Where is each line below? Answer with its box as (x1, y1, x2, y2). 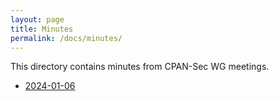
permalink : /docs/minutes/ (10, 33, 123, 43)
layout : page (10, 14, 65, 25)
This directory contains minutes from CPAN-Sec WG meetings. (10, 61, 270, 73)
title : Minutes (10, 24, 74, 34)
